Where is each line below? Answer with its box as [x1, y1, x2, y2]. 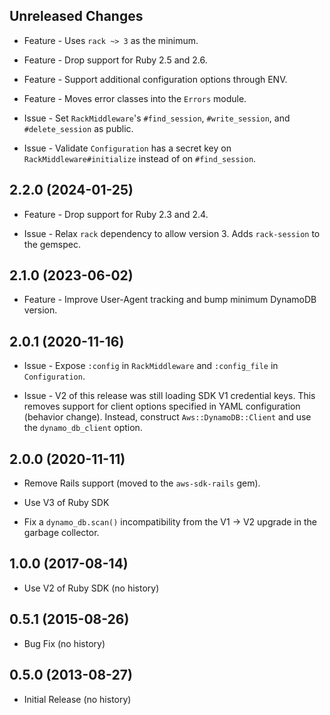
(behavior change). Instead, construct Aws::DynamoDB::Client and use [23, 411, 312, 423]
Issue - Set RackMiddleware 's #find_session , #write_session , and [23, 112, 291, 124]
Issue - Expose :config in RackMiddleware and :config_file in [23, 360, 279, 372]
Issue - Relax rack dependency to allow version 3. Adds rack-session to [23, 227, 321, 239]
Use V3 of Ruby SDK [23, 497, 110, 509]
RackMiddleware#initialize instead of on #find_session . [23, 152, 257, 164]
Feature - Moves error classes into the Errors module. [23, 92, 247, 104]
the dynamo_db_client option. [23, 422, 143, 434]
